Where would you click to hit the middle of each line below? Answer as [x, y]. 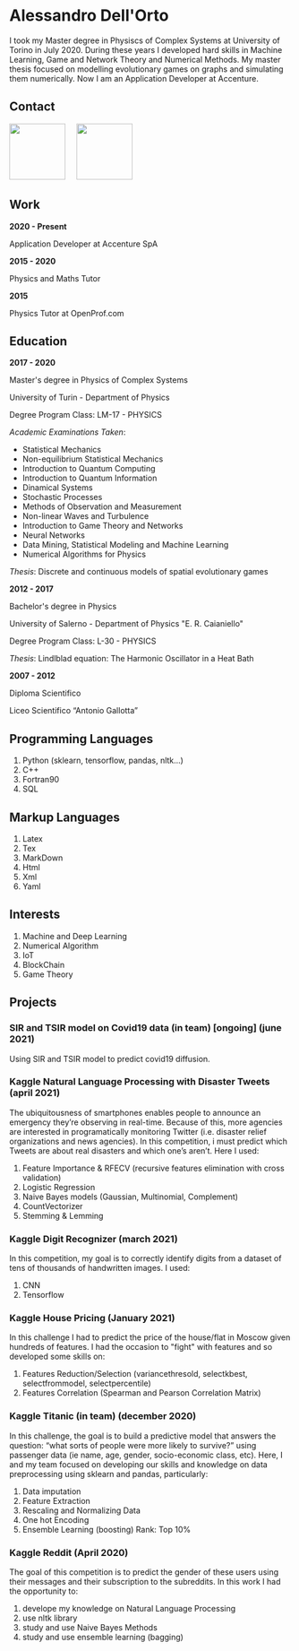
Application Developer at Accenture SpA [84, 244]
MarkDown [43, 858]
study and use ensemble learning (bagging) [103, 1637]
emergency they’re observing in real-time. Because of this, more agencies [146, 1122]
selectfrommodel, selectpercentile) [87, 1383]
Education [38, 341]
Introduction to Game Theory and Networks [103, 526]
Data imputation [51, 1491]
